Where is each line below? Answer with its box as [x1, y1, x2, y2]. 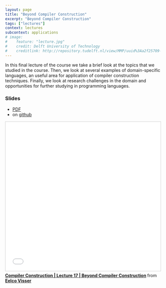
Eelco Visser [5, 278, 32, 284]
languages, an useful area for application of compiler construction [5, 72, 139, 78]
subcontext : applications [5, 30, 58, 35]
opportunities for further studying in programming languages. [5, 83, 130, 89]
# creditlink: [5, 48, 41, 53]
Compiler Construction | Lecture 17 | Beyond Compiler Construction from [5, 272, 157, 278]
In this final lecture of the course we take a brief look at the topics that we [5, 62, 155, 68]
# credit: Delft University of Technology [5, 44, 100, 49]
